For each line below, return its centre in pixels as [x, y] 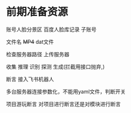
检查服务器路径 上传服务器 [38, 54]
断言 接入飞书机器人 [30, 79]
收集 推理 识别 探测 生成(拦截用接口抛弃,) [55, 66]
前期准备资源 [37, 12]
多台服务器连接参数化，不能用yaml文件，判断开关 [66, 91]
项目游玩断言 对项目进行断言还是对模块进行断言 [63, 104]
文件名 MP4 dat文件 [30, 42]
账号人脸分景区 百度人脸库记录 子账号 [51, 29]
